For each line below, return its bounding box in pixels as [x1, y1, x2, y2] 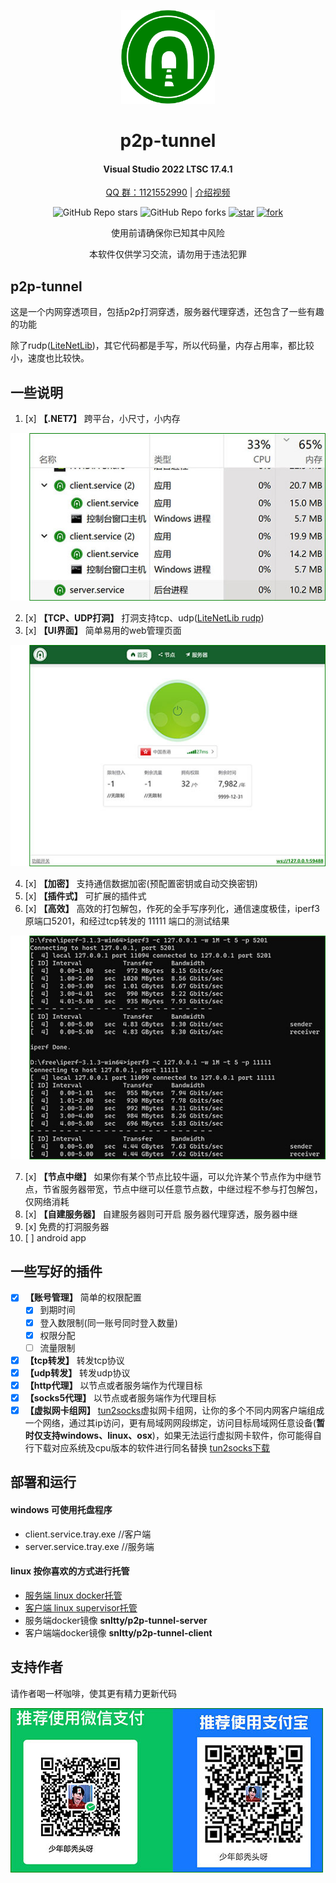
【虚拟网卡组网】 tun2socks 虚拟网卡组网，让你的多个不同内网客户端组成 [24, 1404, 325, 1416]
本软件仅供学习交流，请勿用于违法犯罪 [89, 248, 247, 260]
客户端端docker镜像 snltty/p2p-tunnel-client [24, 1626, 213, 1639]
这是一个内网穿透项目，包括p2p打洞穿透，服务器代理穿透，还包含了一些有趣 [10, 306, 325, 318]
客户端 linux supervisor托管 [24, 1601, 138, 1614]
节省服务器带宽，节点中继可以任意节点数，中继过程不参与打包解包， [42, 1183, 323, 1195]
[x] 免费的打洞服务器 [24, 1220, 110, 1232]
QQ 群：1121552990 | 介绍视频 [105, 186, 231, 199]
